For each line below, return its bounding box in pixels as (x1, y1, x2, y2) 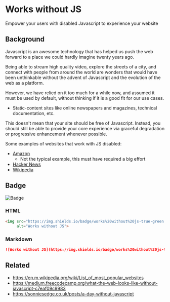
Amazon (12, 150, 30, 157)
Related (5, 261, 30, 270)
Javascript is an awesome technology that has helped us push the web (5, 48, 153, 54)
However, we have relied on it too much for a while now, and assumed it (5, 90, 155, 96)
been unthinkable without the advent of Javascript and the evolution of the (5, 74, 161, 81)
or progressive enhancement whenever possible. (5, 131, 107, 137)
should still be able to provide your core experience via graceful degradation (5, 125, 165, 131)
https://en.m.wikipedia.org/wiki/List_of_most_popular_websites (12, 275, 144, 281)
